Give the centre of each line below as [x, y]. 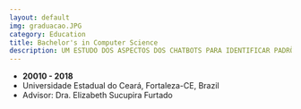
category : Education [48, 34]
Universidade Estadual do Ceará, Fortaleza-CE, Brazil [120, 86]
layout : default [39, 17]
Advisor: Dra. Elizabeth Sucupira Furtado [97, 96]
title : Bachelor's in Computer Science [84, 42]
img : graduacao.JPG [46, 26]
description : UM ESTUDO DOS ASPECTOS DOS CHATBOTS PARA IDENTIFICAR [140, 51]
